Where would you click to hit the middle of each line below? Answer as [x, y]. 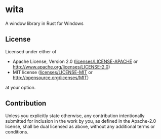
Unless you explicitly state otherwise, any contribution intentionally [75, 116]
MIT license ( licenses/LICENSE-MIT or [52, 72]
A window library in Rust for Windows [44, 23]
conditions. [17, 132]
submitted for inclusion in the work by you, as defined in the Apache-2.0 [80, 121]
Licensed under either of [31, 51]
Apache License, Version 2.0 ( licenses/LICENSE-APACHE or [75, 61]
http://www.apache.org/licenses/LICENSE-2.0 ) [61, 66]
